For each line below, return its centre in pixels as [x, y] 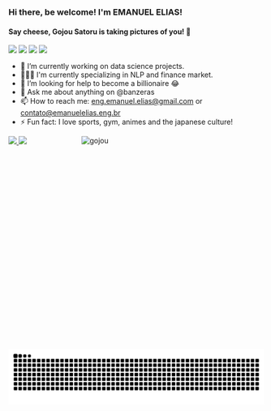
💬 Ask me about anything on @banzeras [87, 92]
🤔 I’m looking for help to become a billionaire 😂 [100, 83]
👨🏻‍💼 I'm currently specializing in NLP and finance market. [116, 75]
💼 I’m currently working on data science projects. [102, 66]
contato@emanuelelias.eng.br [70, 113]
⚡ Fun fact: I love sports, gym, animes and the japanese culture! [127, 122]
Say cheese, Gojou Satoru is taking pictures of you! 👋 [100, 32]
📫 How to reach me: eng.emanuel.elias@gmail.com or [111, 101]
